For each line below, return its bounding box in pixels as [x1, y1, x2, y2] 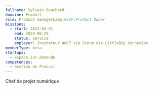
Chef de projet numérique [5, 78, 59, 84]
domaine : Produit [5, 12, 42, 17]
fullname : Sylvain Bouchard [5, 7, 65, 13]
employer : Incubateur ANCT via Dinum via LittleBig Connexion [14, 41, 148, 46]
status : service [14, 36, 49, 41]
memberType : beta [5, 45, 42, 50]
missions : [5, 21, 26, 27]
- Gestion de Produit [10, 64, 56, 69]
